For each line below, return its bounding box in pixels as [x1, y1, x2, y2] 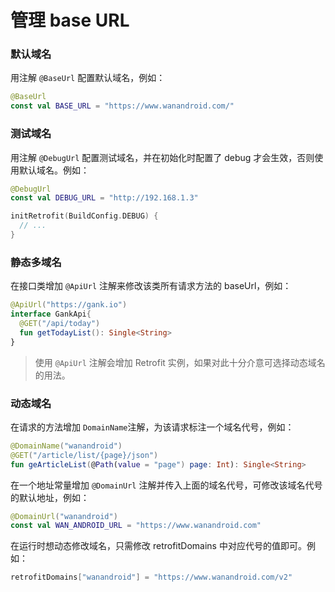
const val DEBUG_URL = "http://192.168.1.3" [10, 193, 199, 203]
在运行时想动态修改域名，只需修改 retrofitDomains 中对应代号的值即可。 [10, 540, 307, 552]
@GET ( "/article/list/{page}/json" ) [10, 450, 159, 460]
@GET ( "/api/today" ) [19, 318, 101, 328]
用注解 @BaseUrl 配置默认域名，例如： [10, 72, 166, 84]
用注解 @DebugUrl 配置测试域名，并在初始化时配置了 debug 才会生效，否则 [10, 151, 315, 163]
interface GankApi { [10, 309, 92, 320]
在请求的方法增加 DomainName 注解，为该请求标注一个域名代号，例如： [10, 421, 295, 433]
